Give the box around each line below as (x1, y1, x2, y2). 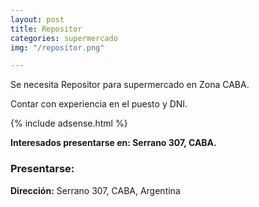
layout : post (10, 14, 65, 25)
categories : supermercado (10, 33, 118, 43)
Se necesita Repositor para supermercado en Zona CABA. (10, 79, 250, 91)
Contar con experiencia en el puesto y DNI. (10, 98, 188, 110)
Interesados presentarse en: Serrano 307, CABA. (10, 137, 217, 149)
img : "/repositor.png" (10, 42, 105, 53)
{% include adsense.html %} (10, 117, 128, 130)
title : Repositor (10, 24, 83, 34)
